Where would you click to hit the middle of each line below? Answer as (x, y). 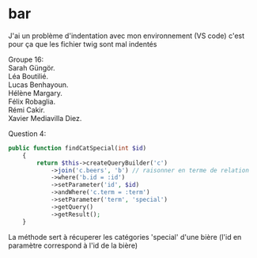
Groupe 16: (26, 59)
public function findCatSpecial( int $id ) (77, 148)
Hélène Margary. (36, 93)
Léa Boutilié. (28, 76)
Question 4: (27, 133)
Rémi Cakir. (27, 110)
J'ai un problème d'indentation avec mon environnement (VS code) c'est (127, 36)
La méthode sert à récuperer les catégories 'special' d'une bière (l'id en (125, 237)
